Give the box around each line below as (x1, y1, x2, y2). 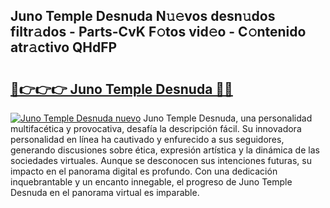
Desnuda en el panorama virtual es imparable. (10, 187, 200, 198)
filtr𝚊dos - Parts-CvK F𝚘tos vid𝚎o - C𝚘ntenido (10, 24, 307, 41)
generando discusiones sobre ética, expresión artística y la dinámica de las (10, 144, 320, 156)
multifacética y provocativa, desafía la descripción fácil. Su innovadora (10, 123, 302, 134)
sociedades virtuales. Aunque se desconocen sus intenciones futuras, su (10, 155, 312, 166)
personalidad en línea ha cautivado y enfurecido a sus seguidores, (10, 134, 285, 145)
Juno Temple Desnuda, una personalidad (143, 112, 313, 124)
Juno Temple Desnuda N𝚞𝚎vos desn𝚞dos (10, 8, 276, 25)
